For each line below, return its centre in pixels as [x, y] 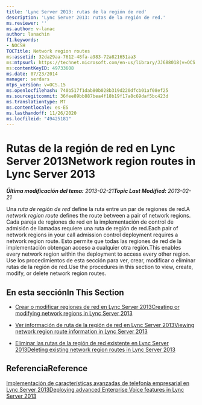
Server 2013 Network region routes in [101, 161]
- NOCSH [16, 46]
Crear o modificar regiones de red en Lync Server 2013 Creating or [97, 307]
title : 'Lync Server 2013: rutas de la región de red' [77, 12]
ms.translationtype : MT [36, 102]
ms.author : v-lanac [31, 29]
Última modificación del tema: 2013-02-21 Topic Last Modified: [87, 191]
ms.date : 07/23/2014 [32, 74]
